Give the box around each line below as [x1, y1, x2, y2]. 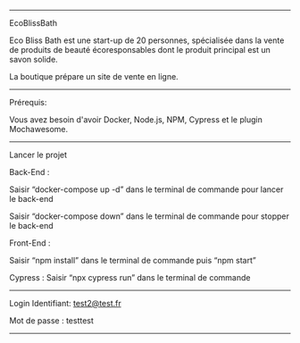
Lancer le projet [9, 149, 68, 160]
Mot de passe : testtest [9, 315, 94, 326]
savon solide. [9, 54, 58, 64]
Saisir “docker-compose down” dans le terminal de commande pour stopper [9, 211, 290, 222]
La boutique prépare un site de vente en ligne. [9, 71, 179, 81]
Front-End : [9, 238, 51, 248]
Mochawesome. [9, 124, 69, 134]
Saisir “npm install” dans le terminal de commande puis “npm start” [9, 255, 256, 265]
